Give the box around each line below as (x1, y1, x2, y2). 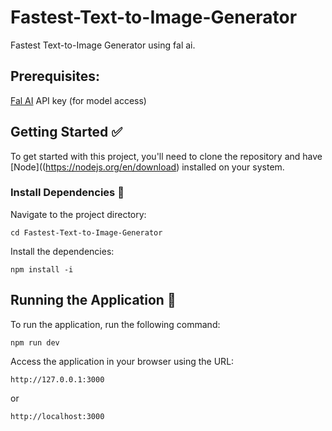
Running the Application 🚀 (10, 292, 177, 309)
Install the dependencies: (10, 245, 115, 257)
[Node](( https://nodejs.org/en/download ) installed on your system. (10, 161, 285, 173)
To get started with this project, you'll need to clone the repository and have (10, 150, 323, 162)
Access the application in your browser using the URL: (10, 355, 235, 367)
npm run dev (10, 337, 60, 348)
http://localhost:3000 (10, 411, 105, 421)
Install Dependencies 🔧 (10, 186, 125, 200)
